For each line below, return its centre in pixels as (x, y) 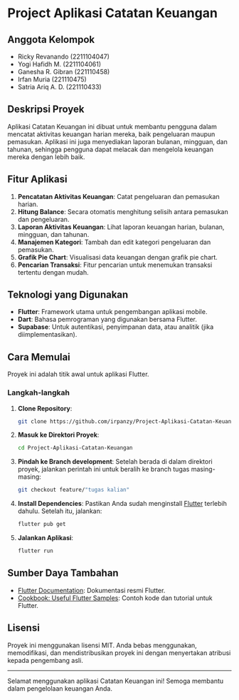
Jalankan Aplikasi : (45, 538)
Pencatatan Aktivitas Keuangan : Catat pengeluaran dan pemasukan (118, 196)
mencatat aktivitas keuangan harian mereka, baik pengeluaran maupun (111, 134)
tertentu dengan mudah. (53, 272)
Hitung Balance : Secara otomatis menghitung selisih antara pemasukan (123, 211)
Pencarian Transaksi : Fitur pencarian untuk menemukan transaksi (115, 265)
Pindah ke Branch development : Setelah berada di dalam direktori (115, 462)
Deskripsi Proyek (46, 110)
